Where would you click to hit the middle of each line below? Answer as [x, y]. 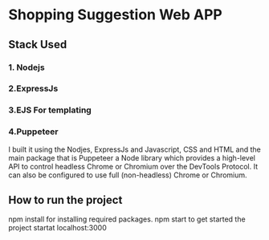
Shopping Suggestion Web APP [115, 15]
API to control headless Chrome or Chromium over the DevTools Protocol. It [133, 166]
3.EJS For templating [50, 110]
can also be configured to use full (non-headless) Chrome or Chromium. [128, 175]
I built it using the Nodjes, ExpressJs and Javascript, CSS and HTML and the [134, 149]
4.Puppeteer [33, 132]
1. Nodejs [27, 67]
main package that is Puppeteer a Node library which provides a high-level [132, 157]
